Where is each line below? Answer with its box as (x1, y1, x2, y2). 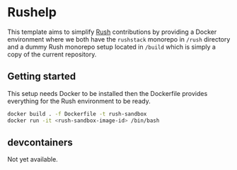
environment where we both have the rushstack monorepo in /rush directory (7, 35, 231, 43)
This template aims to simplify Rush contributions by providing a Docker (7, 28, 217, 36)
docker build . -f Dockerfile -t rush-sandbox (7, 110, 147, 117)
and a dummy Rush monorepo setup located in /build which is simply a (7, 42, 216, 51)
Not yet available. (7, 155, 58, 164)
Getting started (7, 71, 76, 83)
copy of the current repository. (7, 50, 97, 59)
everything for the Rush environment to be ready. (7, 97, 151, 105)
